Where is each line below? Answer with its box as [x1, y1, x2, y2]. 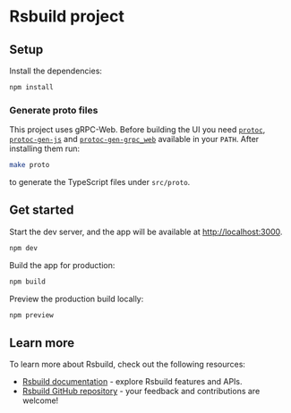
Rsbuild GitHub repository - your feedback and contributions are [21, 386, 261, 397]
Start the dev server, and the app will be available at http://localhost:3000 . [9, 226, 283, 237]
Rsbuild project [9, 6, 125, 27]
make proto [9, 161, 50, 170]
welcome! [21, 395, 59, 406]
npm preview [9, 310, 54, 319]
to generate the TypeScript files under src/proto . [9, 177, 191, 188]
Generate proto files [9, 104, 98, 116]
